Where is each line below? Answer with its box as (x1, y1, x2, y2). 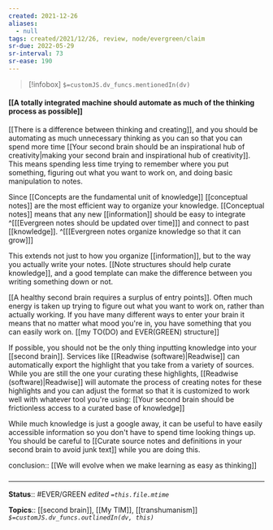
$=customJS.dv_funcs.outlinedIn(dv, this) (8, 514, 154, 522)
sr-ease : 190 (8, 58, 53, 66)
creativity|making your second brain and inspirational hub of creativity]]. (8, 151, 250, 161)
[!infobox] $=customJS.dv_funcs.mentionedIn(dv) (28, 79, 191, 89)
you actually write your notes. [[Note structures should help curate (8, 260, 232, 269)
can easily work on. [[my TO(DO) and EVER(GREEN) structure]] (8, 327, 219, 337)
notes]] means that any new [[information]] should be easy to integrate (8, 209, 246, 219)
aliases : (8, 19, 38, 28)
